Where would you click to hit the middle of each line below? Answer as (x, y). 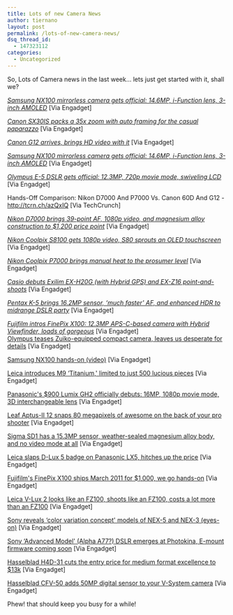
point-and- (198, 281)
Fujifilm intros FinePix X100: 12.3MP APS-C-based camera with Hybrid (108, 323)
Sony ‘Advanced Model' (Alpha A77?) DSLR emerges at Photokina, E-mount (116, 541)
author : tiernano (32, 20)
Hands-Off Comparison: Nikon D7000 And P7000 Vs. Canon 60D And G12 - (116, 197)
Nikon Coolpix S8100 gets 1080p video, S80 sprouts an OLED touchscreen (114, 239)
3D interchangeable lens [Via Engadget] (65, 401)
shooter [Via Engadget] (41, 422)
